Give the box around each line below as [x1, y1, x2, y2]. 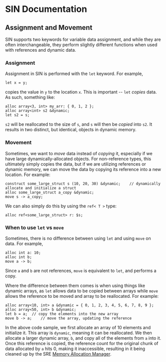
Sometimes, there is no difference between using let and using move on [5, 235, 151, 241]
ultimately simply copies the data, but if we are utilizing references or [5, 161, 146, 167]
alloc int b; [5, 255, 32, 260]
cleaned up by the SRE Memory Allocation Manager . [5, 351, 111, 357]
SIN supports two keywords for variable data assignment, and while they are [5, 36, 161, 42]
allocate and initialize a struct [5, 185, 77, 190]
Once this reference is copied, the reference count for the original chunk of [5, 340, 159, 346]
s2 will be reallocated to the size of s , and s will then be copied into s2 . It [5, 121, 153, 127]
